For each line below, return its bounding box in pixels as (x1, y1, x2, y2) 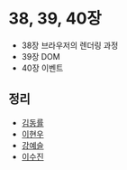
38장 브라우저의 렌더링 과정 (21, 40, 119, 51)
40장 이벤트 (21, 62, 64, 73)
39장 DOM (21, 51, 60, 61)
